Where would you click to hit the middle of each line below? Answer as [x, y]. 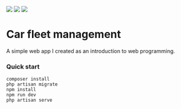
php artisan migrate [32, 84]
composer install [28, 79]
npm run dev [21, 95]
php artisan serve [29, 100]
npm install [21, 90]
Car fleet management [64, 35]
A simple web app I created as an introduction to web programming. [91, 51]
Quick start [23, 66]
